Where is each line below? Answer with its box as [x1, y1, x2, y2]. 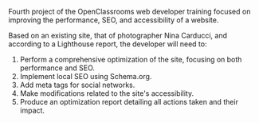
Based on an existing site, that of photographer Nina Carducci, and [8, 31, 227, 40]
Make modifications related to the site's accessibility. [19, 89, 194, 98]
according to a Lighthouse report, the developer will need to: [8, 39, 207, 49]
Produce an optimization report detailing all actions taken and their [19, 97, 239, 106]
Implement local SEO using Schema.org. [19, 72, 152, 81]
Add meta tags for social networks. [19, 80, 135, 89]
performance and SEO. [19, 63, 96, 73]
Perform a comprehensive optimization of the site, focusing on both [19, 55, 242, 64]
